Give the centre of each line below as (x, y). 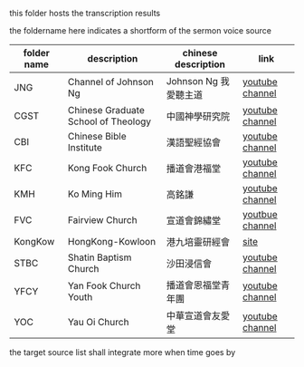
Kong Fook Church (107, 168)
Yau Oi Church (98, 322)
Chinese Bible (97, 136)
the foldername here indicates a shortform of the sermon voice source (140, 30)
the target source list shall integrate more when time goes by (123, 352)
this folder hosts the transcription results (85, 13)
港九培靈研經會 (198, 242)
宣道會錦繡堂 (194, 221)
